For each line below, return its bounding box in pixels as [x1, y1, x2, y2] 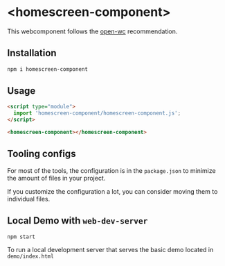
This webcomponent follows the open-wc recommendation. [7, 27, 178, 35]
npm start [7, 233, 36, 240]
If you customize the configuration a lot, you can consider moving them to [7, 187, 218, 195]
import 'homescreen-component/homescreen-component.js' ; [13, 110, 181, 117]
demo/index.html [7, 253, 54, 260]
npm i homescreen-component [7, 65, 89, 73]
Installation [7, 47, 57, 59]
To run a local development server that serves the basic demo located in [7, 246, 214, 254]
